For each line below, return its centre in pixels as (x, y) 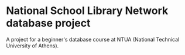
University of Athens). (32, 46)
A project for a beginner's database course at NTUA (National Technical (93, 39)
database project (48, 23)
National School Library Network (87, 11)
